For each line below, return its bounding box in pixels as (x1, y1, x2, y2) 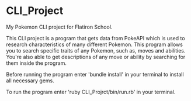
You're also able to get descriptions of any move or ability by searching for (6, 53, 186, 60)
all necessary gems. (6, 77, 54, 84)
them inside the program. (6, 60, 67, 67)
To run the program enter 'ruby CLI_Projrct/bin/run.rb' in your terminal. (6, 88, 176, 95)
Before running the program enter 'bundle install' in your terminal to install (6, 71, 184, 78)
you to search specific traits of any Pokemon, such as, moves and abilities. (6, 47, 186, 54)
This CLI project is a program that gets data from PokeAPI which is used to (6, 34, 185, 41)
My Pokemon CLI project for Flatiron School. (6, 23, 113, 30)
